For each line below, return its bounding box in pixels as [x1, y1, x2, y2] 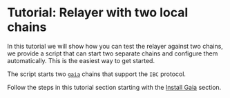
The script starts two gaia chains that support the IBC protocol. [7, 70, 186, 78]
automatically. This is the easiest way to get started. [7, 56, 155, 64]
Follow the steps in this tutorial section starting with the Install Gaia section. [7, 83, 222, 91]
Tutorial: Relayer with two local [7, 5, 189, 21]
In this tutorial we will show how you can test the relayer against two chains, [7, 42, 223, 50]
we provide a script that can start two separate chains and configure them [7, 49, 218, 58]
